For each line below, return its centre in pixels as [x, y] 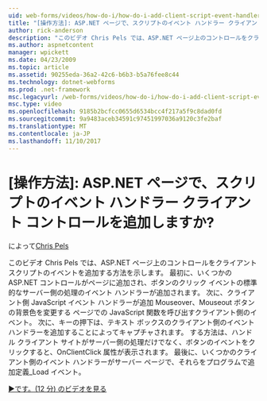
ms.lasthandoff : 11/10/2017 [55, 141]
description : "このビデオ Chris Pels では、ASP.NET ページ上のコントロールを [128, 38]
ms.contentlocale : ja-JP [49, 133]
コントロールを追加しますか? [120, 222]
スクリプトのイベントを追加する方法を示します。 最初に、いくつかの [120, 273]
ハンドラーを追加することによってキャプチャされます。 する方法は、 [120, 332]
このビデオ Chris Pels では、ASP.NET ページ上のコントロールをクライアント [133, 263]
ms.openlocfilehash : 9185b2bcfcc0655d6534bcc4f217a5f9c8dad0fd [115, 112]
